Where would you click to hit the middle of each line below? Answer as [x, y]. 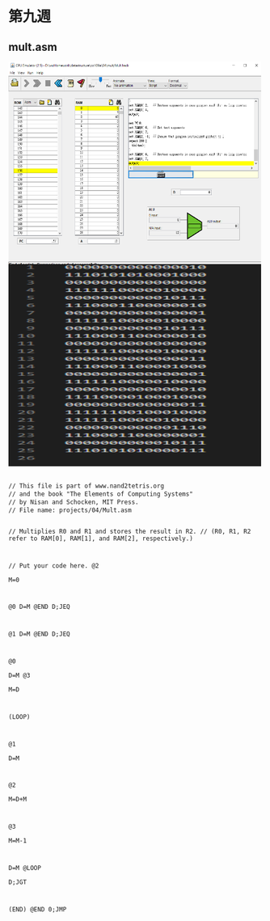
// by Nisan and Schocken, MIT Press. [74, 502]
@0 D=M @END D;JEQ [39, 607]
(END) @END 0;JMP [38, 909]
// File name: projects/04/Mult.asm [70, 510]
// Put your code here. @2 [54, 566]
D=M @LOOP [25, 868]
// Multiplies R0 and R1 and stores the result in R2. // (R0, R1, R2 [130, 531]
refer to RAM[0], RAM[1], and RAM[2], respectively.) [101, 539]
